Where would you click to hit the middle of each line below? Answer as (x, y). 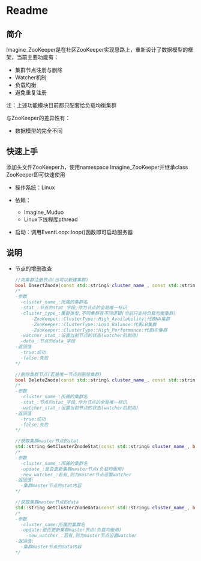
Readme (27, 11)
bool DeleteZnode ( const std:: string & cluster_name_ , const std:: (98, 380)
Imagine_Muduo (44, 212)
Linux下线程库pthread (51, 219)
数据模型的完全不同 (39, 131)
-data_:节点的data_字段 (48, 341)
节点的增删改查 (33, 268)
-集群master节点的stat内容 (51, 486)
